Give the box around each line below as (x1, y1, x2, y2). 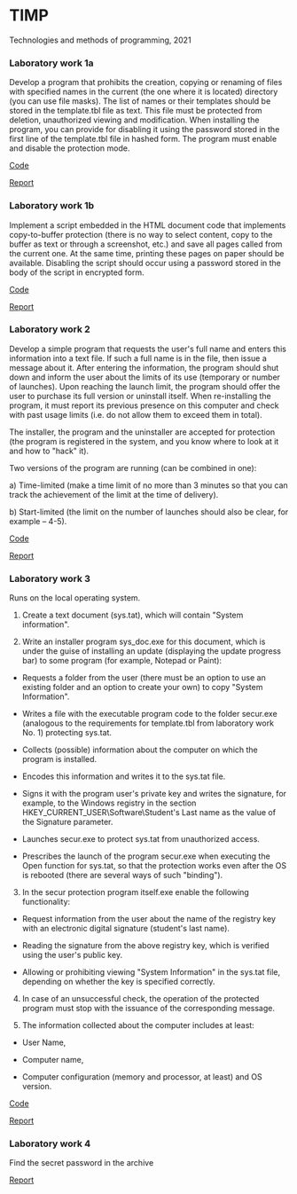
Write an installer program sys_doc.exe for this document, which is (21, 636, 266, 648)
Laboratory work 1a (9, 57, 95, 69)
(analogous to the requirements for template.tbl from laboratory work (21, 718, 275, 728)
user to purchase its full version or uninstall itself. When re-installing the (9, 390, 272, 401)
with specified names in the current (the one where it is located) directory (9, 86, 278, 98)
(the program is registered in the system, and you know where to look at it (9, 436, 279, 446)
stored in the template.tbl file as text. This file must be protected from (9, 106, 263, 116)
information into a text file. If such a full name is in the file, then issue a (9, 352, 268, 364)
